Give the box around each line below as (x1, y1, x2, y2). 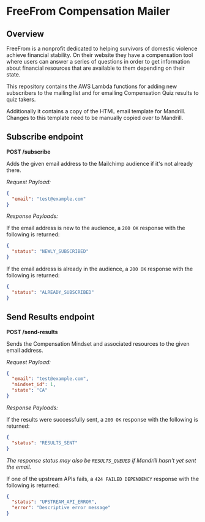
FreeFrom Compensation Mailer (6, 4, 170, 18)
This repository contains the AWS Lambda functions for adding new (6, 83, 177, 90)
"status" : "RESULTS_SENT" (12, 439, 78, 446)
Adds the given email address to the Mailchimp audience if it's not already (6, 160, 193, 167)
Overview (6, 29, 45, 39)
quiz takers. (6, 96, 36, 103)
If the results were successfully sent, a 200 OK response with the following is (6, 416, 198, 423)
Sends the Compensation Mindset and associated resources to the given (6, 340, 190, 347)
